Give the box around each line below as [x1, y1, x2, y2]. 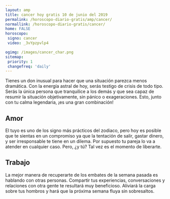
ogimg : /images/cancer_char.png [5, 49, 74, 55]
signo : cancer [7, 36, 38, 41]
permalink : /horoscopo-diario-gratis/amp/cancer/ [5, 17, 113, 22]
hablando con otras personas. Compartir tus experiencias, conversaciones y [5, 177, 165, 183]
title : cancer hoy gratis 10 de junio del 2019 [5, 12, 108, 17]
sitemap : [5, 54, 24, 59]
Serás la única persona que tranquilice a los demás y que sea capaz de [5, 88, 154, 94]
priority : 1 [7, 59, 33, 64]
